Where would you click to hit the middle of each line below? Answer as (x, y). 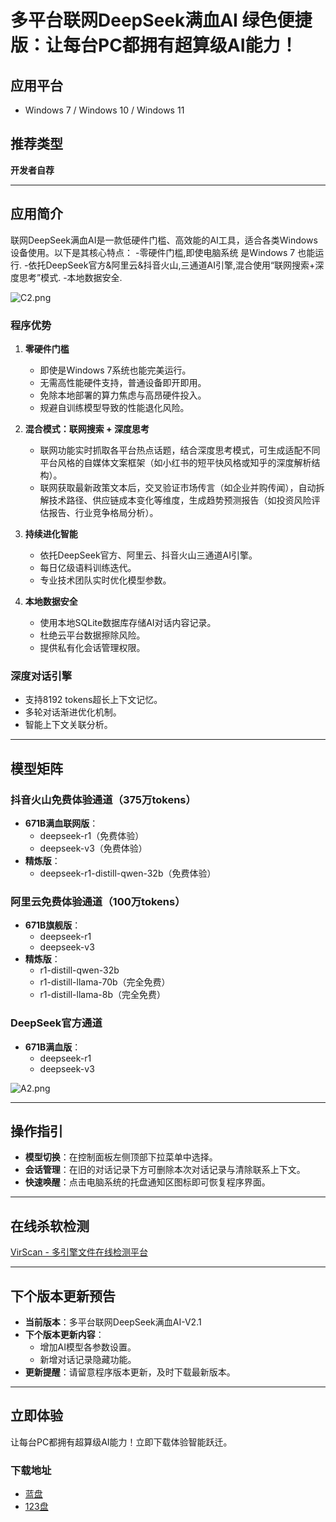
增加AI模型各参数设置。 (88, 1347)
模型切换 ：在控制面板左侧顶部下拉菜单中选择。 (121, 1157)
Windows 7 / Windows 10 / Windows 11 (104, 110)
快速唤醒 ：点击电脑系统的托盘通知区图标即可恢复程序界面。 (147, 1182)
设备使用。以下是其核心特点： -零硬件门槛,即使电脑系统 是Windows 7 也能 (163, 252)
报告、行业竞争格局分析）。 (103, 512)
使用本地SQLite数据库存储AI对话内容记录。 (128, 622)
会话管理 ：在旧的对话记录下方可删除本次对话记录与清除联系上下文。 (165, 1170)
